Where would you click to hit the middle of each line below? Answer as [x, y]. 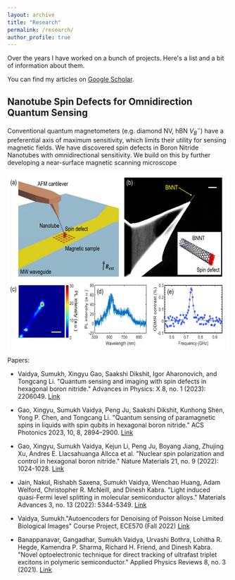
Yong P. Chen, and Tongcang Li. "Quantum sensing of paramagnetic [116, 417]
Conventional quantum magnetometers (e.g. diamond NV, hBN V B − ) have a [115, 131]
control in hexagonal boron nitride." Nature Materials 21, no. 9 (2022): [118, 461]
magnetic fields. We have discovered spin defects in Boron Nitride [103, 147]
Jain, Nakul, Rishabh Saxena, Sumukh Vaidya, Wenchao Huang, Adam [119, 482]
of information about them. [46, 66]
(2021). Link [34, 569]
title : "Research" [34, 22]
